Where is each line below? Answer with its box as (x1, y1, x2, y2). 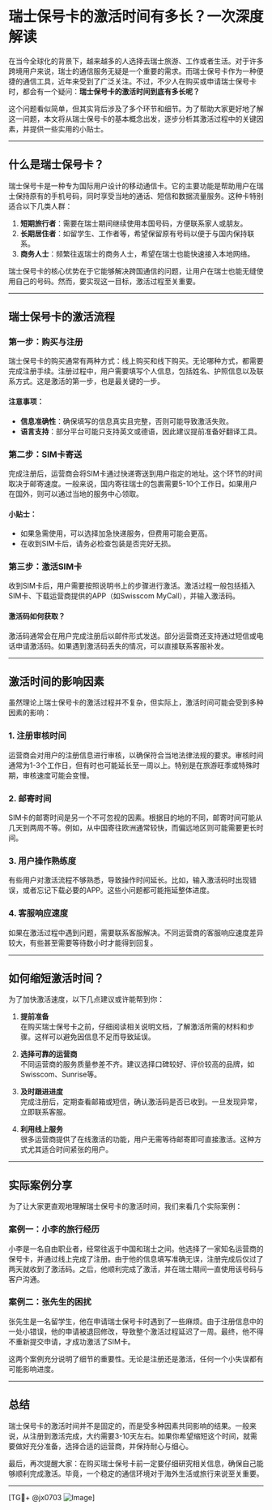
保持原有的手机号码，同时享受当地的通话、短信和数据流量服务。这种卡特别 (15, 191, 264, 201)
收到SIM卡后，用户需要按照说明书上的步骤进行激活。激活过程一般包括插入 (8, 581, 256, 591)
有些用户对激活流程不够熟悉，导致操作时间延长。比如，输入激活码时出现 (8, 875, 249, 885)
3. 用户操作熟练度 (8, 855, 77, 866)
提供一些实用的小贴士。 (29, 123, 108, 134)
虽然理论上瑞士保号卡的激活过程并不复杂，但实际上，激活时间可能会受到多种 (8, 697, 264, 707)
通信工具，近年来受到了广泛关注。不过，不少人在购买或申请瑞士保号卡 (22, 76, 257, 86)
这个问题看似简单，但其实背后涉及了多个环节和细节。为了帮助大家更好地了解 (8, 103, 264, 114)
